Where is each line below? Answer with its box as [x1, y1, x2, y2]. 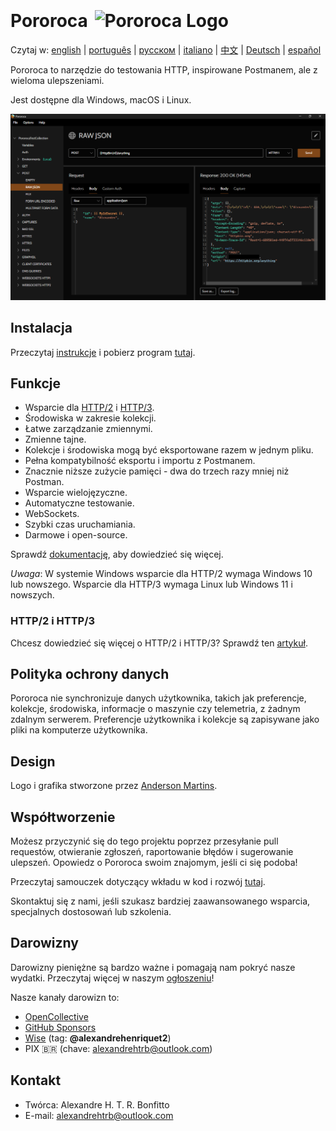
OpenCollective [24, 1010, 89, 1022]
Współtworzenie [10, 808, 116, 826]
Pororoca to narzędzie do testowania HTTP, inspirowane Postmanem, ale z [10, 63, 318, 76]
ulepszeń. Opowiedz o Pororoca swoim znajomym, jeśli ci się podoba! [10, 857, 298, 869]
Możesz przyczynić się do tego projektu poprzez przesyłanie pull [10, 835, 279, 847]
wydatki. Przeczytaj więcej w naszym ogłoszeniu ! [10, 972, 215, 984]
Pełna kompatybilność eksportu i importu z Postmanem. [24, 455, 256, 467]
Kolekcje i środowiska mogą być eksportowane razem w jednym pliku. [24, 444, 314, 456]
